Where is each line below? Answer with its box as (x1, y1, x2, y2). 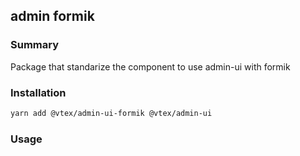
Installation (10, 85, 67, 99)
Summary (10, 38, 60, 52)
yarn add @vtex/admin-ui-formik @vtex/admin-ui (10, 108, 213, 118)
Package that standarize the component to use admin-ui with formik (10, 60, 291, 73)
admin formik (10, 8, 95, 25)
